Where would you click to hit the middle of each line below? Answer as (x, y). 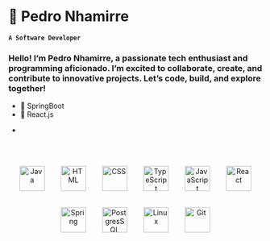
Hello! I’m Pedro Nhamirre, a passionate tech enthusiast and (128, 58)
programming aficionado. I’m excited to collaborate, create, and (135, 68)
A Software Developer (45, 38)
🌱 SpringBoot (42, 106)
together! (27, 88)
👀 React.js (37, 114)
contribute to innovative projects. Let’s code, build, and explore (135, 78)
